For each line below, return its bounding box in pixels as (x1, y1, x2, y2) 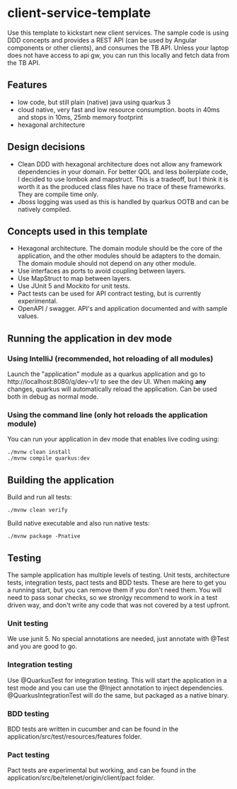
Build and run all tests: (7, 493, 72, 501)
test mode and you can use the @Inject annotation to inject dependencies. (7, 683, 224, 692)
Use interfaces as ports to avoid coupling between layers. (17, 267, 186, 276)
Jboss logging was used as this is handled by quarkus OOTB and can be (17, 197, 229, 206)
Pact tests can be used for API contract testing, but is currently (17, 289, 202, 298)
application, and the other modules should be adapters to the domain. (17, 251, 221, 260)
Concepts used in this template (7, 225, 148, 237)
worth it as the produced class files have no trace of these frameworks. (17, 182, 226, 191)
